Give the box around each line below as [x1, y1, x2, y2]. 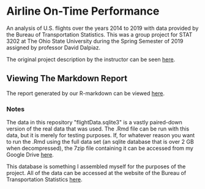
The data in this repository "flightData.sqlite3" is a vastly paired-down [6, 119, 182, 126]
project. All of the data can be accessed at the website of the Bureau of [6, 169, 187, 177]
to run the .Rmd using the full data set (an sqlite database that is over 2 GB [6, 138, 194, 146]
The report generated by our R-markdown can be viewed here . [6, 90, 165, 97]
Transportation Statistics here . [6, 176, 83, 184]
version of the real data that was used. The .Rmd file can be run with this [6, 125, 190, 132]
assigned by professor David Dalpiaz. [6, 44, 101, 51]
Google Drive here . [6, 151, 54, 159]
